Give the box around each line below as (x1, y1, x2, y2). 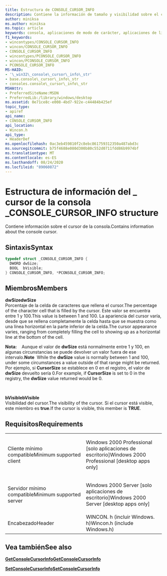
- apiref (5, 109, 23, 114)
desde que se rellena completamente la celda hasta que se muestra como (5, 318, 157, 324)
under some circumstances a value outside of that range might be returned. (5, 360, 161, 366)
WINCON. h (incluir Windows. (86, 513, 155, 520)
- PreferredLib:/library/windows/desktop (5, 95, 92, 100)
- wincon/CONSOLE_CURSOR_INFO (5, 44, 68, 49)
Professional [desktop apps (86, 458, 150, 465)
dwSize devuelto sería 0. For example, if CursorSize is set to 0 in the (5, 370, 145, 376)
